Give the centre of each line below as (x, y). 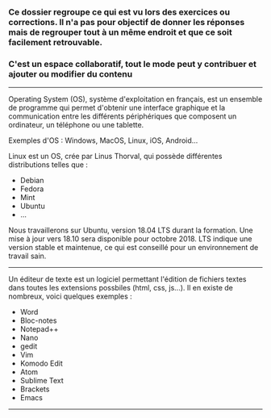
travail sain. (27, 256)
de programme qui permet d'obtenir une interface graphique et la (117, 108)
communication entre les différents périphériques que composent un (123, 116)
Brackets (35, 389)
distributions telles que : (48, 165)
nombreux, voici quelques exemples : (71, 296)
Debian (32, 181)
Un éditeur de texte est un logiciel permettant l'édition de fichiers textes (127, 279)
